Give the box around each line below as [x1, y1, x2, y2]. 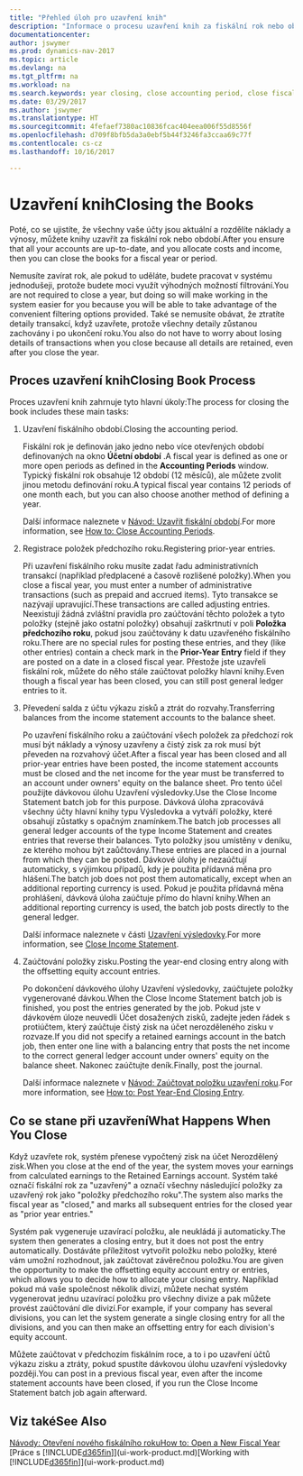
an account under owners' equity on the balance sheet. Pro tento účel [22, 777, 282, 789]
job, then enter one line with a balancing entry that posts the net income [22, 1041, 290, 1051]
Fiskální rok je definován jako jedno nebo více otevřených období [22, 441, 264, 452]
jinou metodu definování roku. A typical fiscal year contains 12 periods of [22, 480, 291, 490]
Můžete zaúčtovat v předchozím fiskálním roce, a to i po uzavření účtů [9, 1349, 271, 1360]
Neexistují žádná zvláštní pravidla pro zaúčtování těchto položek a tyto [22, 609, 286, 619]
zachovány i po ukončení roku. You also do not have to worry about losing [9, 327, 282, 338]
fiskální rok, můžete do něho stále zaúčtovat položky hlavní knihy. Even [22, 666, 285, 677]
